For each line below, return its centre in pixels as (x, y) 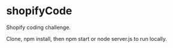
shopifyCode (39, 11)
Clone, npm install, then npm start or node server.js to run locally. (87, 39)
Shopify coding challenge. (38, 27)
